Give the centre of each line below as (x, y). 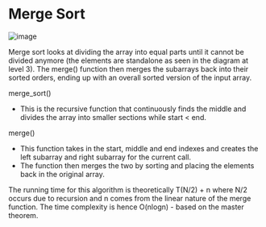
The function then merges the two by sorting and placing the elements (137, 165)
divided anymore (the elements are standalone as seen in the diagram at (128, 60)
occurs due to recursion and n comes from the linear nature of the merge (130, 198)
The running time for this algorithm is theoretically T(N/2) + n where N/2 (128, 189)
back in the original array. (62, 174)
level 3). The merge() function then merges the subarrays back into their (129, 68)
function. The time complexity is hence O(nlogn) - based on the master (126, 207)
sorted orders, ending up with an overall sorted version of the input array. (130, 77)
